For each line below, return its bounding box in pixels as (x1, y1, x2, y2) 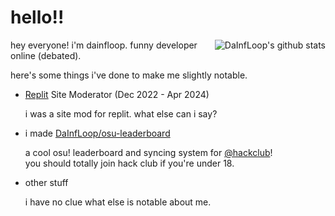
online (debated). (10, 49, 82, 61)
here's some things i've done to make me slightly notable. (10, 69, 248, 81)
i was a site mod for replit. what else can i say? (24, 107, 218, 120)
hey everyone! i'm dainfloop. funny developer (10, 39, 198, 51)
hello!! (10, 6, 65, 29)
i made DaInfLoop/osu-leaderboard (24, 127, 171, 139)
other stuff (24, 176, 69, 188)
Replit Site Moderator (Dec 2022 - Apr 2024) (24, 88, 210, 100)
